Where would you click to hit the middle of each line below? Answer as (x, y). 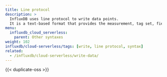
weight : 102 (17, 42)
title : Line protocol (28, 10)
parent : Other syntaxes (39, 38)
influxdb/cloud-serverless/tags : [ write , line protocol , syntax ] (74, 46)
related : (14, 51)
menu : (11, 28)
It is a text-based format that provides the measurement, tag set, (82, 23)
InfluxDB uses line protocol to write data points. (64, 19)
